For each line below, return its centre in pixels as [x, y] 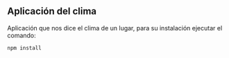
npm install [24, 48]
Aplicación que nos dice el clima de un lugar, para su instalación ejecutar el [115, 28]
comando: [22, 35]
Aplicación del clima [52, 11]
